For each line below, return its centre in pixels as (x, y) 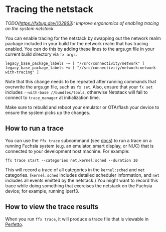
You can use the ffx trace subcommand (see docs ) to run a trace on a (78, 140)
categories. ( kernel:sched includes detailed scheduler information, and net (82, 175)
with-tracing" (20, 72)
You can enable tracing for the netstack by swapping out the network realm (83, 38)
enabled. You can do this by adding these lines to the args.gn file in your (80, 49)
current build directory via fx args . (41, 54)
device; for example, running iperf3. (42, 191)
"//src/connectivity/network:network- (117, 68)
